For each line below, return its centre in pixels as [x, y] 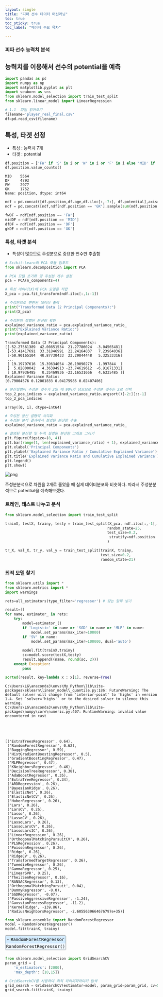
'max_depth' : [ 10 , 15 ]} [37, 972]
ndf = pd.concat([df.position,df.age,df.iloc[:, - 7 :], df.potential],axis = [82, 202]
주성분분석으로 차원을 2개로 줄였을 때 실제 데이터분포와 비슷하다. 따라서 [72, 484]
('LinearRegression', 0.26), [37, 835]
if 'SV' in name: [40, 637]
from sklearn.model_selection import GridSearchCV [57, 959]
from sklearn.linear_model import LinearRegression [58, 101]
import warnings [21, 592]
